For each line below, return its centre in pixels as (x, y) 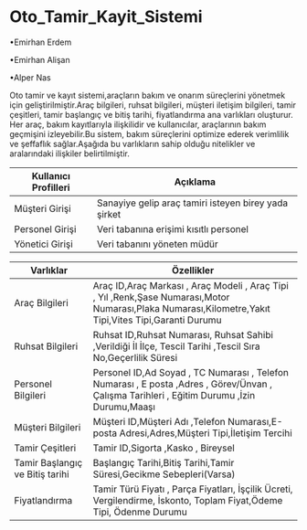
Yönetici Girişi (43, 244)
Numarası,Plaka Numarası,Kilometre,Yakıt (182, 308)
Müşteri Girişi (42, 208)
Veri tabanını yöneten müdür (158, 244)
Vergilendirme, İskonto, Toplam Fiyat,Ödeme (188, 500)
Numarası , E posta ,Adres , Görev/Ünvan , (182, 384)
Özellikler (193, 270)
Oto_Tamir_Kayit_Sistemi (106, 17)
